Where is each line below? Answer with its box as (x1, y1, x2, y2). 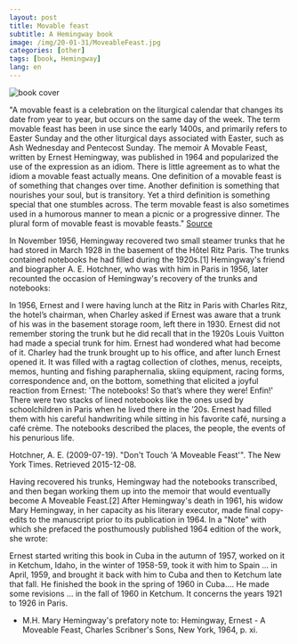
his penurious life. (9, 432, 75, 443)
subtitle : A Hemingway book (9, 29, 114, 38)
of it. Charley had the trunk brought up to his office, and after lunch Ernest (9, 346, 281, 357)
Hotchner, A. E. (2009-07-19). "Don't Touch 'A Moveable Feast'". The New (9, 449, 281, 460)
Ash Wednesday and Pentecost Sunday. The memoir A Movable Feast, (9, 142, 268, 152)
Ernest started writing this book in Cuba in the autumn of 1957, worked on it (9, 550, 286, 561)
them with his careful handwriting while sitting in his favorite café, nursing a (9, 413, 286, 424)
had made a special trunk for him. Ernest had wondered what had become (9, 338, 281, 348)
